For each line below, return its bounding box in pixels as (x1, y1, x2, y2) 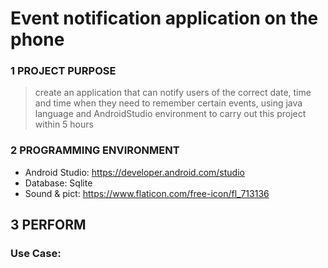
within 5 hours (34, 118, 94, 131)
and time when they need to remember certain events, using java (34, 97, 303, 109)
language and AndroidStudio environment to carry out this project (34, 108, 307, 120)
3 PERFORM (10, 217, 87, 234)
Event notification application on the (10, 7, 319, 30)
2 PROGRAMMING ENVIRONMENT (10, 143, 180, 157)
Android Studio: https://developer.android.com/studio (24, 166, 245, 178)
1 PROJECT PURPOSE (10, 64, 117, 78)
